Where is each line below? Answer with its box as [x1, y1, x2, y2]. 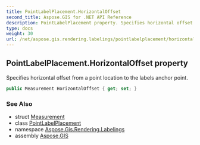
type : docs [6, 25, 33, 31]
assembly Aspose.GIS [14, 132, 68, 139]
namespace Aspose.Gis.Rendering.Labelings [14, 125, 125, 133]
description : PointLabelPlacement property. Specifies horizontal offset [6, 20, 193, 26]
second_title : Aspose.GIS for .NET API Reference [6, 14, 132, 20]
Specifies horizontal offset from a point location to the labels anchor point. [6, 74, 189, 81]
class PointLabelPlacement [14, 119, 82, 127]
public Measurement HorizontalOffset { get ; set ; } [6, 86, 137, 92]
